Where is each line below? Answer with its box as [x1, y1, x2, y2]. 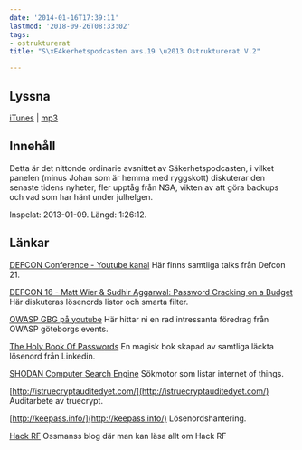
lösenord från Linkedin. [9, 350, 96, 361]
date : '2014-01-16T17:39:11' [9, 13, 119, 23]
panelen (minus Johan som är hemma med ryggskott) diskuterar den [9, 172, 265, 183]
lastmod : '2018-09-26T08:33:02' [9, 22, 131, 31]
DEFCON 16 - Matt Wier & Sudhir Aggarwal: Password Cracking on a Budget [9, 286, 294, 297]
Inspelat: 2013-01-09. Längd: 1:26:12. [9, 209, 147, 220]
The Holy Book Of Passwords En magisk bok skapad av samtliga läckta [9, 340, 274, 351]
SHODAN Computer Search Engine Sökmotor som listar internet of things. [9, 368, 285, 378]
